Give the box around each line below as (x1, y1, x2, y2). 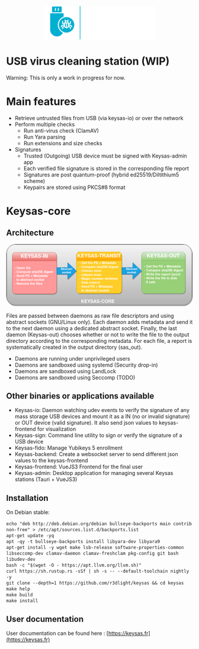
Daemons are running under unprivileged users (14, 355, 130, 362)
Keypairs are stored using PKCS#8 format (23, 184, 126, 191)
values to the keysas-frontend (14, 457, 88, 464)
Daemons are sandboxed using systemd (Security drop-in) (14, 361, 158, 368)
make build (6, 592, 33, 598)
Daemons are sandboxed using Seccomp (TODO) (14, 374, 136, 381)
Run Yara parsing (23, 133, 66, 140)
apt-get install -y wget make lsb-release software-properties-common (6, 545, 184, 551)
